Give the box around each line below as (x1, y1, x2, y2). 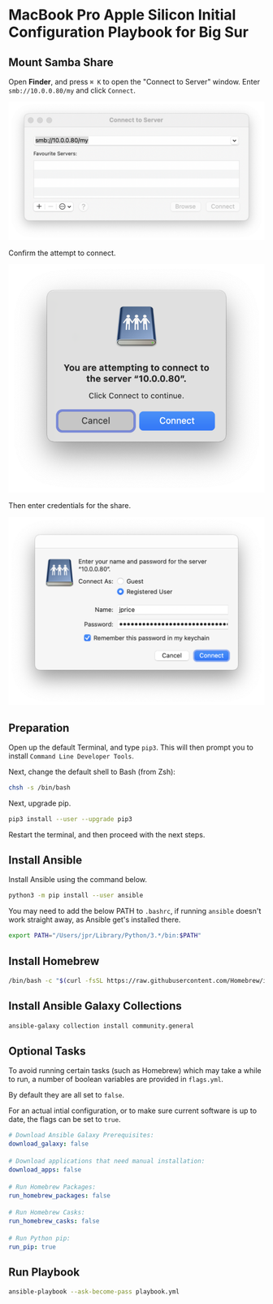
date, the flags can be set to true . (8, 1115, 121, 1124)
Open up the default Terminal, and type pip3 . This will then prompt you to (8, 742, 253, 752)
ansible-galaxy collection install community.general (8, 1022, 195, 1030)
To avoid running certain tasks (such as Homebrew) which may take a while (8, 1066, 262, 1076)
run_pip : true (8, 1242, 57, 1251)
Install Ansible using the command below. (8, 875, 148, 885)
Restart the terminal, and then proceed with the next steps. (8, 829, 206, 839)
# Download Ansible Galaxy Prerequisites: (8, 1132, 154, 1140)
